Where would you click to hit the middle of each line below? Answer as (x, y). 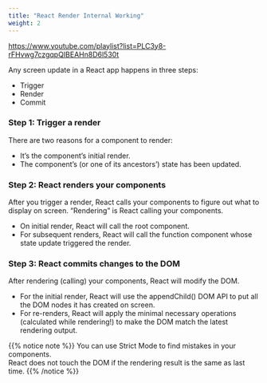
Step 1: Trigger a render (55, 123)
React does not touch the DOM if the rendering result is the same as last (127, 363)
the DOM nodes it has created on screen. (87, 305)
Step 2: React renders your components (87, 184)
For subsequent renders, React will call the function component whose (136, 235)
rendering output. (49, 330)
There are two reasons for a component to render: (90, 140)
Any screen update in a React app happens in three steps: (103, 69)
